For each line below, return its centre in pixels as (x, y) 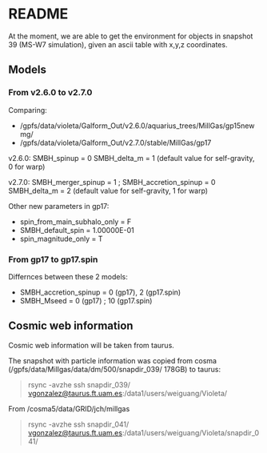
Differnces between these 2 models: (68, 276)
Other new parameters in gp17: (59, 206)
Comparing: (28, 110)
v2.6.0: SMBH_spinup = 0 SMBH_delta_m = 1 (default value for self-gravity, (132, 158)
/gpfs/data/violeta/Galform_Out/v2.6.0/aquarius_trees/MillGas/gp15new (137, 126)
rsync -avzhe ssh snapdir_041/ (78, 424)
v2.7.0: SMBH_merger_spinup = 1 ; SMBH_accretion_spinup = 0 (112, 182)
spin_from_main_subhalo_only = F (76, 222)
